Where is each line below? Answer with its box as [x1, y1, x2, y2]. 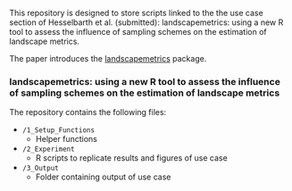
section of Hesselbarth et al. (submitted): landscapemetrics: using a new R [9, 17, 284, 28]
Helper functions [35, 134, 98, 145]
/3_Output [21, 164, 60, 173]
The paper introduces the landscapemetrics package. [9, 54, 207, 63]
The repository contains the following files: [9, 107, 167, 118]
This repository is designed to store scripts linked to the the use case [9, 8, 263, 18]
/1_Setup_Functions [21, 126, 96, 135]
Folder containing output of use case [35, 171, 171, 182]
